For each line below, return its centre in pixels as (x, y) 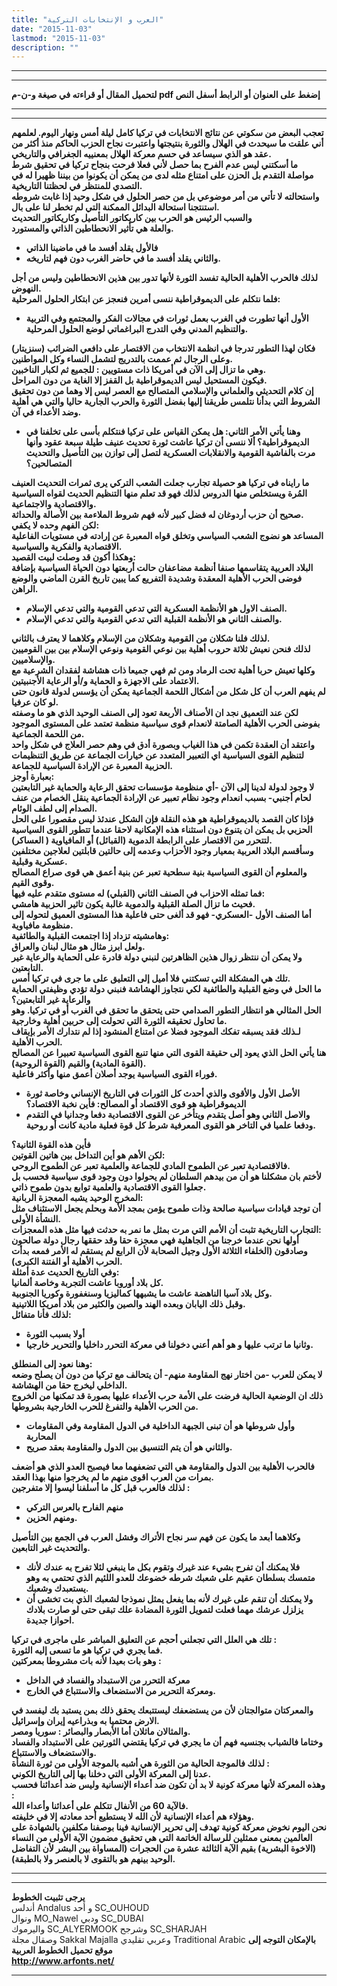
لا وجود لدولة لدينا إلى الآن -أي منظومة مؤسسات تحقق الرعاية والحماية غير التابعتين (163, 787)
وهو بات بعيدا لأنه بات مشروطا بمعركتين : (86, 1661)
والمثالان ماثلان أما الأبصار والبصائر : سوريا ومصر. (101, 1732)
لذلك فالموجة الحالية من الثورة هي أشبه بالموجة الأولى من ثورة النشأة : (140, 1763)
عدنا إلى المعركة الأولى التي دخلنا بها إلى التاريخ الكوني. (111, 1774)
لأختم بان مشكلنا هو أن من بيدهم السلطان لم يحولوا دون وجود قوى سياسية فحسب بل (166, 1177)
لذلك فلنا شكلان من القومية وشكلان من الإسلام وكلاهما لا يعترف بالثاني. (141, 638)
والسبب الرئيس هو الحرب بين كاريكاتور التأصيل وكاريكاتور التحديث (132, 218)
